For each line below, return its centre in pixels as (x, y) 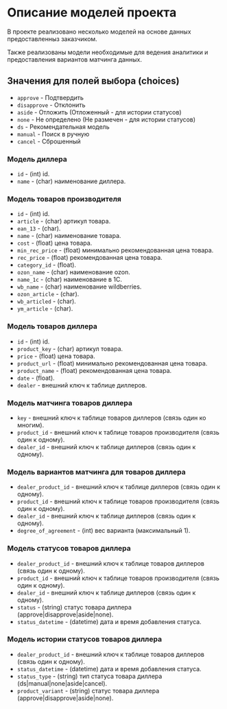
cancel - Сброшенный (49, 141)
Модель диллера (37, 159)
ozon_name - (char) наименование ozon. (73, 272)
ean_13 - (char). (39, 228)
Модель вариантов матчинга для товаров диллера (97, 472)
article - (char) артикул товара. (64, 221)
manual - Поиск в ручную (53, 134)
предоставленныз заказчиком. (52, 38)
